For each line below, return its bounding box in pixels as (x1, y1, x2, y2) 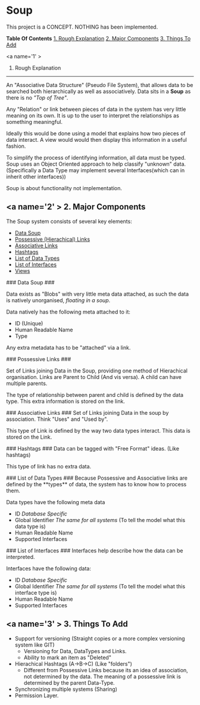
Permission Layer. (14, 692, 59, 699)
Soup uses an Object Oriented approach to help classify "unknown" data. (6, 160, 186, 167)
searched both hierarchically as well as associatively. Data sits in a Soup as (6, 88, 191, 95)
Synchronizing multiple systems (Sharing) (14, 685, 118, 692)
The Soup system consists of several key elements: (6, 218, 132, 225)
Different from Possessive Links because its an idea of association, (23, 666, 189, 673)
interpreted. (6, 553, 35, 560)
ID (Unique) (14, 319, 43, 327)
